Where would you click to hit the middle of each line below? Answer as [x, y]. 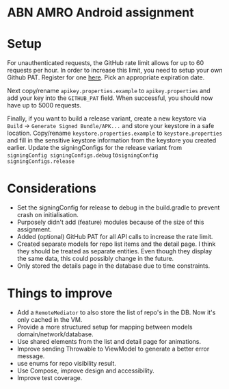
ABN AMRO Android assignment [100, 13]
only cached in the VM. [50, 319]
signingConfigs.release [41, 162]
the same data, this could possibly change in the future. [95, 259]
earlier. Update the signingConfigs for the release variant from [95, 148]
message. [31, 356]
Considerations [52, 189]
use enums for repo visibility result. [66, 363]
